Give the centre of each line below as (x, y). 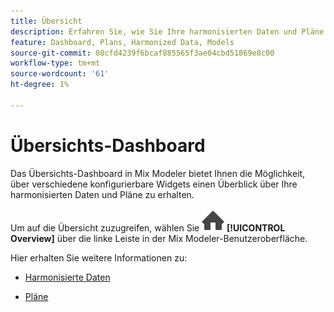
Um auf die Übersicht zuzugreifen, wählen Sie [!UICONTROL (148, 227)
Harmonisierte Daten (67, 277)
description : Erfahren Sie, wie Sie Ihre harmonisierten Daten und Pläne (167, 31)
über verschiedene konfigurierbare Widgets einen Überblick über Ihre (154, 184)
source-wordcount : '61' (60, 74)
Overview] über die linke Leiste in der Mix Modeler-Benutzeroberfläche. (159, 238)
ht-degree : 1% (40, 85)
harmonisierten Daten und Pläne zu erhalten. (102, 194)
